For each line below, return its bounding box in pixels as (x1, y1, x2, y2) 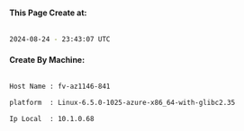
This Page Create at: (9, 7, 87, 18)
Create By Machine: (9, 54, 86, 65)
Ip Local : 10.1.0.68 (9, 115, 95, 124)
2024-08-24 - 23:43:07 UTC (9, 35, 111, 44)
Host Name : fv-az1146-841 (9, 82, 111, 92)
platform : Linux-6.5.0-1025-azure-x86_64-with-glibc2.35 (9, 99, 236, 108)
